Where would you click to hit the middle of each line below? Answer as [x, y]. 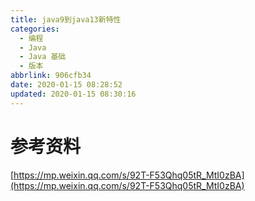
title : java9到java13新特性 [66, 19]
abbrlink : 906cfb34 [51, 76]
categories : [35, 29]
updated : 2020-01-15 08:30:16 [73, 94]
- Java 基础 [43, 57]
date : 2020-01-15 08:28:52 [66, 85]
